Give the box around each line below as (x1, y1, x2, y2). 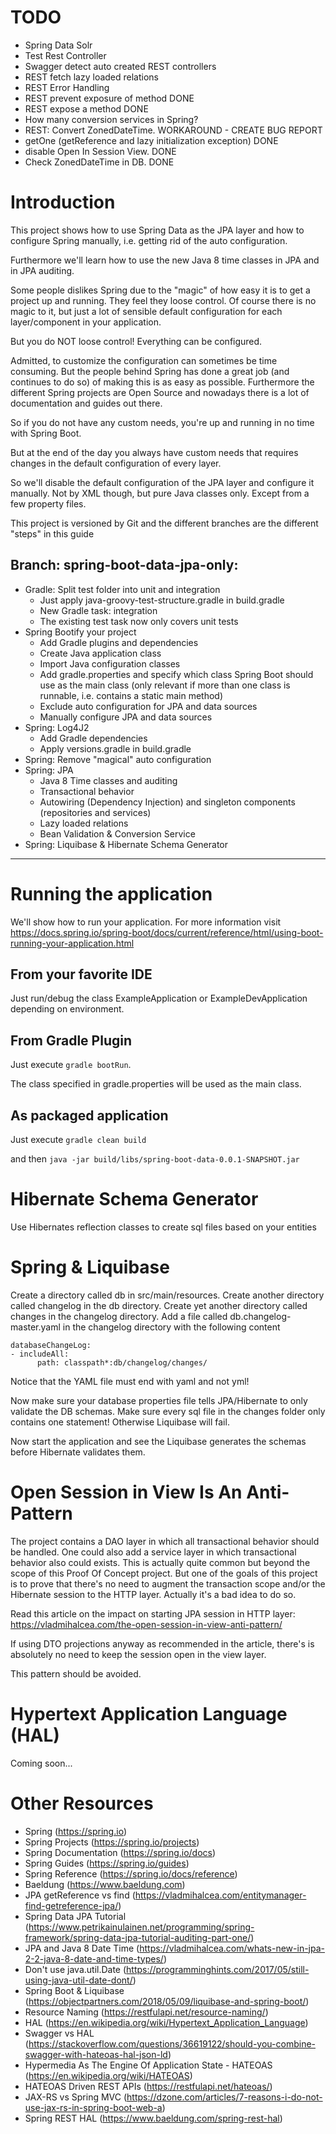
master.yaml (10, 1321, 61, 1333)
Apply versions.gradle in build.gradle (39, 742, 192, 755)
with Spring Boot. (10, 427, 82, 439)
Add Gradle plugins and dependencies (39, 636, 199, 648)
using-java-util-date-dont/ (24, 1974, 133, 1986)
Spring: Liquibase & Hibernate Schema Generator (24, 838, 228, 850)
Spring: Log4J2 (24, 721, 90, 733)
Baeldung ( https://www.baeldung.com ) (24, 1878, 186, 1890)
